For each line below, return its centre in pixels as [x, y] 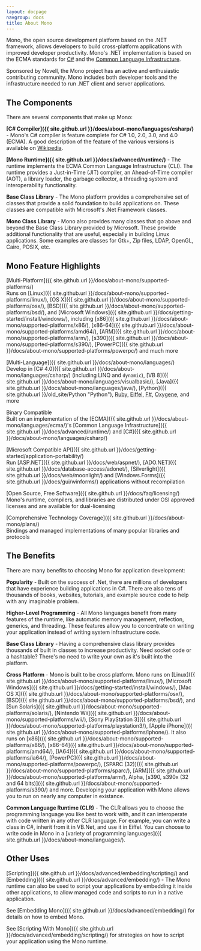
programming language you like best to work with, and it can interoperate [97, 814]
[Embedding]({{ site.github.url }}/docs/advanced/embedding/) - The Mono [98, 879]
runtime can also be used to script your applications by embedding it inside [99, 886]
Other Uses [28, 859]
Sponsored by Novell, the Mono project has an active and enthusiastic [93, 71]
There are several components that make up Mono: [70, 117]
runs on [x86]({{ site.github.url [44, 739]
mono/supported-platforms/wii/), [47, 719]
